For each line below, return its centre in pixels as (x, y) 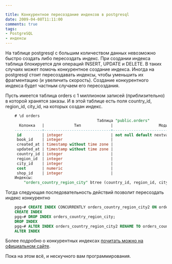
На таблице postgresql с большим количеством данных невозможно (81, 53)
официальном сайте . (28, 246)
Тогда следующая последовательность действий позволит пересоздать (84, 192)
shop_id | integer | (65, 173)
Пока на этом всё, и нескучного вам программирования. (68, 256)
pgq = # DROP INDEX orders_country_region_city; (65, 217)
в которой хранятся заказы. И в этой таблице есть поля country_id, (79, 101)
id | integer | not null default (84, 135)
